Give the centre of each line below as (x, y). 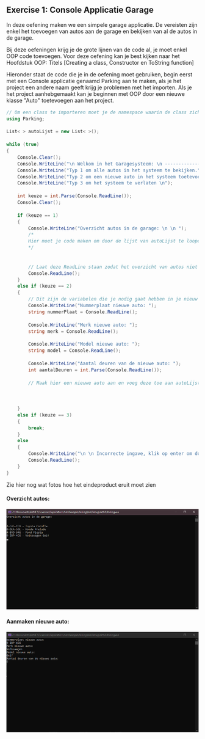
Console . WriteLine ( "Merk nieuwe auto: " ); (83, 325)
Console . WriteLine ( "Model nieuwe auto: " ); (84, 344)
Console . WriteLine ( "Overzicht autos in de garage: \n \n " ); (108, 228)
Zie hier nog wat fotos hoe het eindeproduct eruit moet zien (81, 484)
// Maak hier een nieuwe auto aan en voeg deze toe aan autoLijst (114, 383)
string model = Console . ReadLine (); (75, 351)
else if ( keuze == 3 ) (45, 415)
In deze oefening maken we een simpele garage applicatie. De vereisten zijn (102, 24)
